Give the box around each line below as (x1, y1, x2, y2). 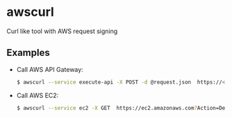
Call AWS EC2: (16, 91, 59, 99)
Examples (6, 47, 50, 59)
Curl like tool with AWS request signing (6, 27, 118, 35)
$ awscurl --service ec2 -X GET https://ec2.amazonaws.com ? (16, 104, 198, 111)
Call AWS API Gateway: (16, 65, 84, 73)
